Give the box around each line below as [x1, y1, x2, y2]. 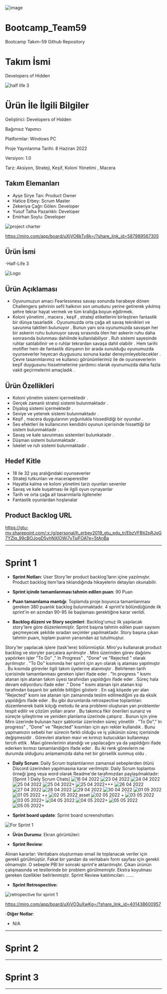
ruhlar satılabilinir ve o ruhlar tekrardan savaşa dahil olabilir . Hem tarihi [12, 340, 158, 346]
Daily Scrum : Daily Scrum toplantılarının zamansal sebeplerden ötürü [12, 760, 154, 766]
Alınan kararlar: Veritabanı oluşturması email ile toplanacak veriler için [5, 851, 148, 857]
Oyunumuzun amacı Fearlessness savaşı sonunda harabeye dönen [12, 298, 150, 304]
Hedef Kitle [5, 457, 41, 465]
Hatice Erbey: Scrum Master [12, 198, 71, 204]
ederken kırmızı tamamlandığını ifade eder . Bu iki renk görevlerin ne [5, 745, 145, 751]
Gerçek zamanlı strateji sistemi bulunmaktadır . [12, 400, 108, 406]
